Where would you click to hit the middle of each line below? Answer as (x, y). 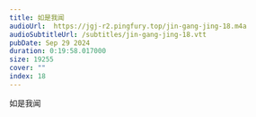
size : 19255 (31, 59)
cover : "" (28, 68)
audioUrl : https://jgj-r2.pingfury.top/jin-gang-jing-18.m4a (128, 26)
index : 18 (28, 76)
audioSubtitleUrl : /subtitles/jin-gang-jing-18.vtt (108, 34)
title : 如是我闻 (37, 18)
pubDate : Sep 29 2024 (50, 43)
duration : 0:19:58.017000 (57, 51)
